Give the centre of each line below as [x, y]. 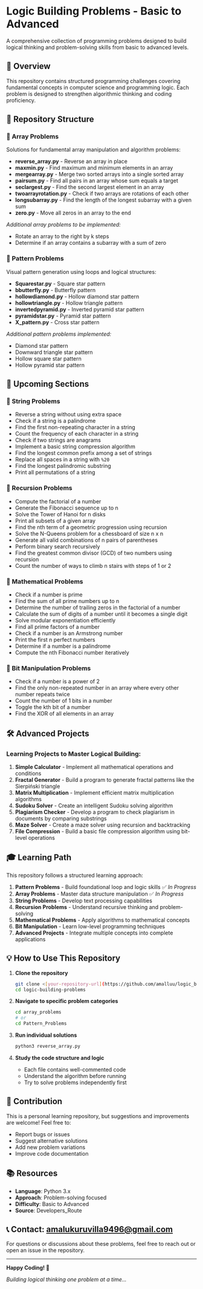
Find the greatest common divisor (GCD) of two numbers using [93, 553]
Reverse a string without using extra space [68, 415]
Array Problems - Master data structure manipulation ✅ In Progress [99, 894]
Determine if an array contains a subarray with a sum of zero [91, 243]
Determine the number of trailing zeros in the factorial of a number [98, 608]
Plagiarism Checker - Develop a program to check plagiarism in [95, 812]
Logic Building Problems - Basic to [94, 11]
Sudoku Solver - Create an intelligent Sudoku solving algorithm [94, 805]
